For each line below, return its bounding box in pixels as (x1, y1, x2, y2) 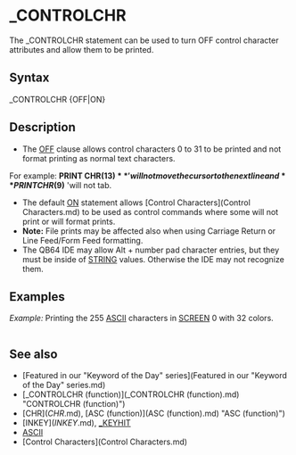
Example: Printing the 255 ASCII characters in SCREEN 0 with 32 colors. (9, 313, 274, 324)
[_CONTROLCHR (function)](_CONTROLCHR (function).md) (21, 389, 240, 400)
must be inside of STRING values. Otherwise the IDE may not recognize (21, 253, 285, 264)
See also (9, 346, 58, 361)
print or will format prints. (21, 216, 116, 227)
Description (9, 120, 76, 135)
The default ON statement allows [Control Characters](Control (21, 197, 251, 208)
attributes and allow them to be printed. (9, 44, 154, 54)
